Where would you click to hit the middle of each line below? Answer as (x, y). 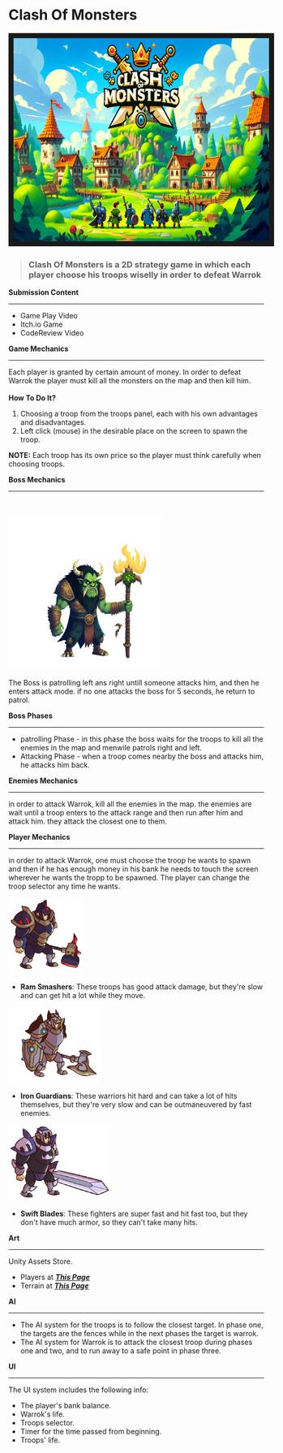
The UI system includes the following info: (78, 1390)
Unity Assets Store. (41, 1261)
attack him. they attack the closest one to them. (88, 821)
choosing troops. (37, 464)
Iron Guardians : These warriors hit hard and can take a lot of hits (129, 1096)
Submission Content (44, 292)
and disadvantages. (53, 422)
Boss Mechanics (37, 480)
